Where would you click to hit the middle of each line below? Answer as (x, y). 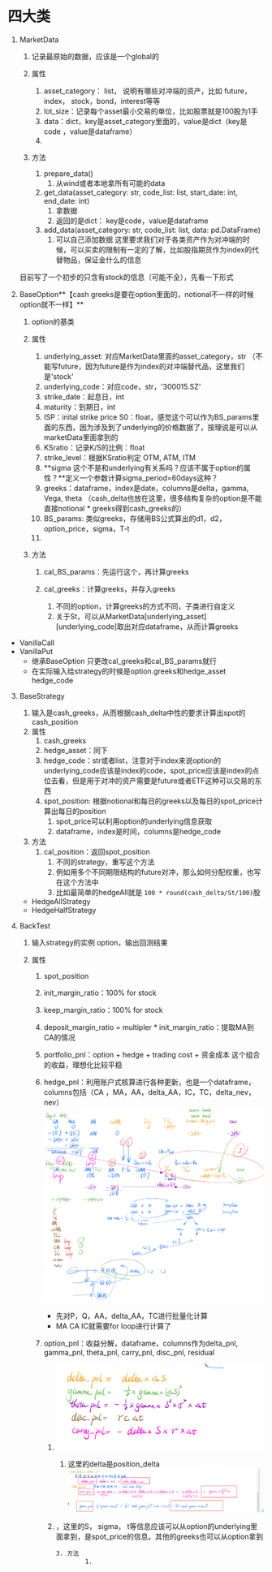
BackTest (35, 925)
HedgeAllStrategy (61, 901)
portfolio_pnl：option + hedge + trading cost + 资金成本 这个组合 (152, 1054)
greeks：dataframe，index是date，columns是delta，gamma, (146, 488)
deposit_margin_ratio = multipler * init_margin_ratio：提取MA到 (149, 1027)
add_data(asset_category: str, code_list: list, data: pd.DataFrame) (152, 230)
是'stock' (58, 376)
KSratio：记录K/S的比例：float (94, 447)
